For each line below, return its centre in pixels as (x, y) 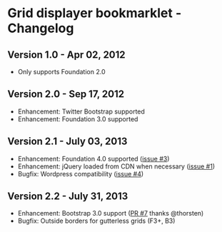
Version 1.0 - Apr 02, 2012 (67, 55)
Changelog (41, 28)
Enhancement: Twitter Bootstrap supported (81, 111)
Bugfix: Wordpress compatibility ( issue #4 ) (81, 173)
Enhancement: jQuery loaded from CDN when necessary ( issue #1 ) (116, 166)
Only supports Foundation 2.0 (61, 72)
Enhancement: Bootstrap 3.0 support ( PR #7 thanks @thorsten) (111, 213)
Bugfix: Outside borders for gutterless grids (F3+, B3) (96, 221)
